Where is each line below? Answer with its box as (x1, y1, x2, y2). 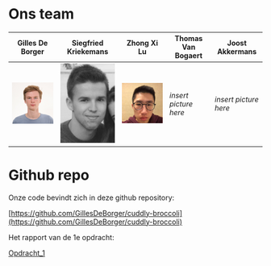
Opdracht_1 (8, 247, 46, 258)
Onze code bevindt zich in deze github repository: (8, 193, 175, 202)
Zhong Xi (126, 38, 159, 48)
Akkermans (217, 46, 257, 56)
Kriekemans (67, 46, 109, 56)
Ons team (8, 5, 75, 23)
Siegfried (71, 38, 104, 48)
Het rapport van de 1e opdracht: (8, 232, 115, 242)
